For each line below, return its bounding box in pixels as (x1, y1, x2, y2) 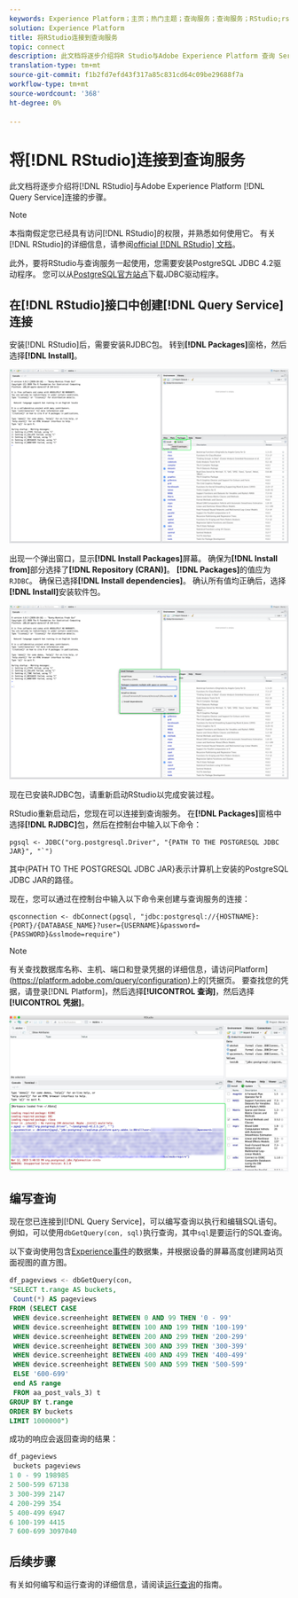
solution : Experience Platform (9, 23, 125, 33)
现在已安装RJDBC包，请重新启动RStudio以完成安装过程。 (9, 789, 219, 800)
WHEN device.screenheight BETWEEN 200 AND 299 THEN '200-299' (12, 1332, 248, 1341)
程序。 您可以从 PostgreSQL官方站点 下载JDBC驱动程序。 (16, 269, 223, 279)
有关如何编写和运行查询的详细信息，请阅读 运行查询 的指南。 (9, 1579, 227, 1590)
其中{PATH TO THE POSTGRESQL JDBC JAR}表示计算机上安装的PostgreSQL (9, 864, 289, 874)
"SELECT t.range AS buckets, (9, 1286, 117, 1295)
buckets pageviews (12, 1461, 82, 1471)
